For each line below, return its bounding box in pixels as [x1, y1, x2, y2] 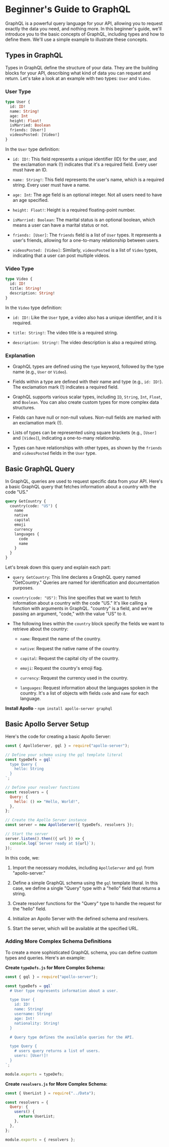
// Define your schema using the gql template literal [5, 752, 123, 757]
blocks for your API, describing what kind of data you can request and [5, 70, 151, 76]
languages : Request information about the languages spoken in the [20, 685, 158, 691]
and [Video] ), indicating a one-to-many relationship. [12, 435, 122, 441]
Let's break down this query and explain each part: [5, 564, 111, 570]
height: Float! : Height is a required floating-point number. [12, 206, 136, 213]
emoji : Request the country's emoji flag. [20, 665, 103, 671]
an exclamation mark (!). [12, 419, 63, 426]
